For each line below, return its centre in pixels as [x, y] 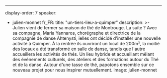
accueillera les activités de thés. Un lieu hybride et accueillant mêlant [83, 54]
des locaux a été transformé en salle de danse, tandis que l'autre [79, 49]
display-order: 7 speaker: [31, 13]
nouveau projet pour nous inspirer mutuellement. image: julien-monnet [85, 70]
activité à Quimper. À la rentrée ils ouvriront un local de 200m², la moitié [86, 43]
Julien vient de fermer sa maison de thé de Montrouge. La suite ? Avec [85, 28]
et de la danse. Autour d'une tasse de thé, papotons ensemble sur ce [83, 65]
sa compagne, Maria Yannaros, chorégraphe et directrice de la [76, 33]
